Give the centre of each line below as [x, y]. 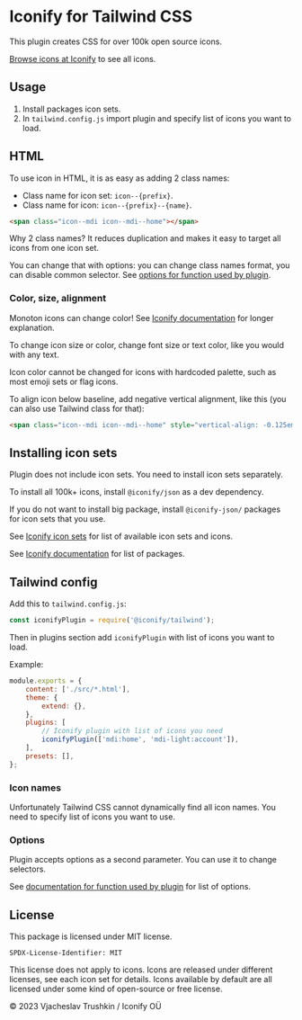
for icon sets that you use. [58, 519]
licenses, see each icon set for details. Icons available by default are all [141, 980]
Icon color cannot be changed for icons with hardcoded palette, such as [143, 371]
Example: [27, 665]
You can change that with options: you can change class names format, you [150, 265]
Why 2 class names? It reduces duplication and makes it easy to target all [145, 238]
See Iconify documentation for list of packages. [97, 554]
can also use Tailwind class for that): [77, 408]
